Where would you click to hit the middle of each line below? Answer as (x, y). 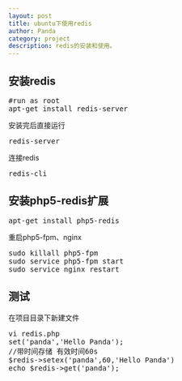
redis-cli (28, 173)
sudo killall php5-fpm (53, 253)
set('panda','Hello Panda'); (66, 342)
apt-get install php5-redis (64, 220)
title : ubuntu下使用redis (50, 24)
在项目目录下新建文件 (44, 318)
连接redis (24, 157)
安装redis (32, 81)
